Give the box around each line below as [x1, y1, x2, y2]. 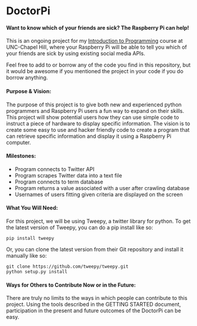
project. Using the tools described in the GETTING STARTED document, [6, 301, 181, 308]
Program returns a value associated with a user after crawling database [14, 184, 190, 191]
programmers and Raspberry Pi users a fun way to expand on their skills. [6, 107, 185, 114]
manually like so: [6, 252, 47, 259]
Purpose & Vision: [6, 87, 52, 94]
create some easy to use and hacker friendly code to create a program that [6, 126, 190, 133]
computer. [6, 138, 31, 146]
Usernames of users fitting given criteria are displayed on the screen [14, 191, 183, 198]
